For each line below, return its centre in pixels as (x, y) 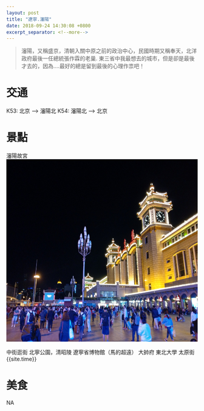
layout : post (23, 13)
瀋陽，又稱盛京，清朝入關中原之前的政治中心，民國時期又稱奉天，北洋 (109, 51)
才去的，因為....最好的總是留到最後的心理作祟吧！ (83, 66)
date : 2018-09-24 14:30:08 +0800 (49, 26)
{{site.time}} (22, 359)
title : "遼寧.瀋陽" (29, 19)
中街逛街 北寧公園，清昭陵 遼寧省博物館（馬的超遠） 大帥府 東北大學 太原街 (100, 352)
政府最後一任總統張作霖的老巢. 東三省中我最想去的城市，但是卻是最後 (108, 58)
